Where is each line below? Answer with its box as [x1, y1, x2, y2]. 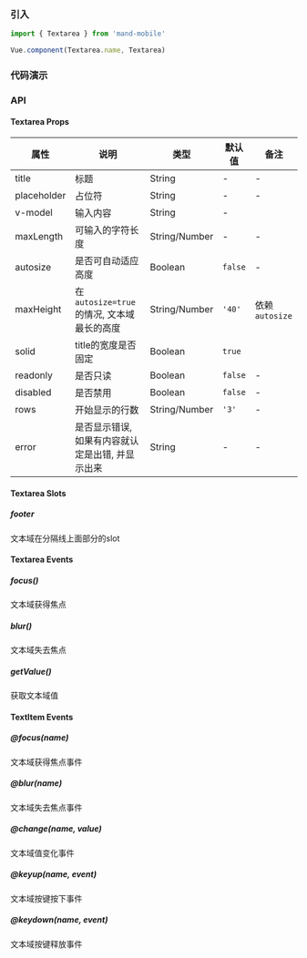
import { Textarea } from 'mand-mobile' [10, 29, 167, 38]
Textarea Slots [10, 487, 67, 498]
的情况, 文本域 [75, 308, 135, 321]
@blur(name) [10, 778, 63, 789]
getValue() [10, 666, 52, 677]
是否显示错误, [75, 421, 133, 433]
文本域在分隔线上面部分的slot [10, 533, 120, 544]
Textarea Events [10, 554, 74, 566]
